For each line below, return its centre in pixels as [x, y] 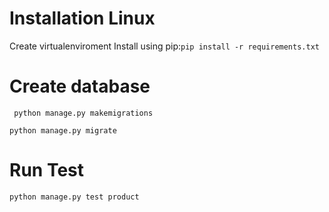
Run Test [46, 170]
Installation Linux [82, 18]
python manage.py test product [74, 197]
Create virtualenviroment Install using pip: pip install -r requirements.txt [164, 46]
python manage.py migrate [63, 130]
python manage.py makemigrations [83, 113]
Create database [80, 86]
